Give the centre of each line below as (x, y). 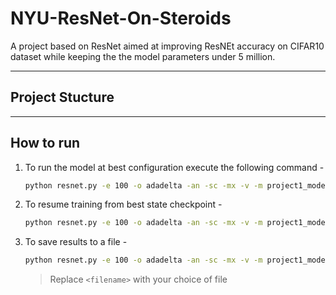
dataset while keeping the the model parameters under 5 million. (143, 56)
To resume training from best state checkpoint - (123, 204)
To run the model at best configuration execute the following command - (174, 167)
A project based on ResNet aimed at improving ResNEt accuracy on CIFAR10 (167, 46)
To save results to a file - (76, 242)
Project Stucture (62, 97)
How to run (45, 143)
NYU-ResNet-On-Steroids (121, 18)
